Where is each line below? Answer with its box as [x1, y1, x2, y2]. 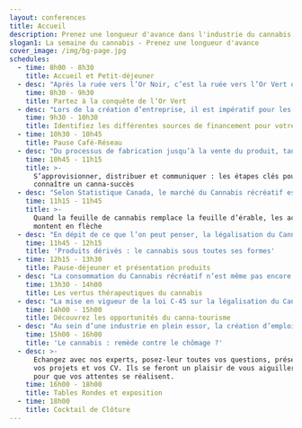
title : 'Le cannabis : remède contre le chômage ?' [25, 338, 223, 347]
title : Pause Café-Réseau [25, 138, 123, 147]
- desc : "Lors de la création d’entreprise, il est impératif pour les [17, 105, 292, 114]
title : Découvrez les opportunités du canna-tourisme [25, 313, 231, 323]
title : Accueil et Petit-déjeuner [25, 72, 155, 81]
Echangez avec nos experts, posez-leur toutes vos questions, [32, 355, 271, 364]
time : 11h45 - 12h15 [25, 239, 102, 248]
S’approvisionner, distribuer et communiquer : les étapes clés [32, 171, 280, 180]
